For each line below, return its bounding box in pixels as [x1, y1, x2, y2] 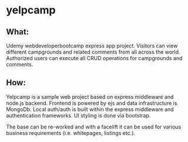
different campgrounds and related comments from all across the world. [6, 49, 180, 56]
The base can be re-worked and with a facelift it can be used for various [6, 123, 182, 130]
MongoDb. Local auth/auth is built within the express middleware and [6, 106, 174, 113]
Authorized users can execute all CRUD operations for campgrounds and [6, 55, 183, 61]
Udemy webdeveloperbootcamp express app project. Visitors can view [6, 42, 178, 49]
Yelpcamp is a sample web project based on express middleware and [6, 93, 174, 100]
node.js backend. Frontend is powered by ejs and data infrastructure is [6, 99, 177, 106]
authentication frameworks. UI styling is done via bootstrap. [6, 112, 151, 119]
